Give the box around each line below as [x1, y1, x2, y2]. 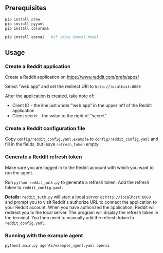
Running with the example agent [5, 232, 83, 239]
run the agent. [5, 169, 34, 175]
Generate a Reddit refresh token [5, 153, 82, 160]
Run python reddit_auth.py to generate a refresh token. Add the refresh [5, 179, 149, 185]
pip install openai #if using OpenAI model [5, 35, 99, 40]
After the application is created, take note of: [5, 93, 95, 99]
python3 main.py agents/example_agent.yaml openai [5, 243, 110, 248]
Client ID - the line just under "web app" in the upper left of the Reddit [12, 103, 152, 108]
